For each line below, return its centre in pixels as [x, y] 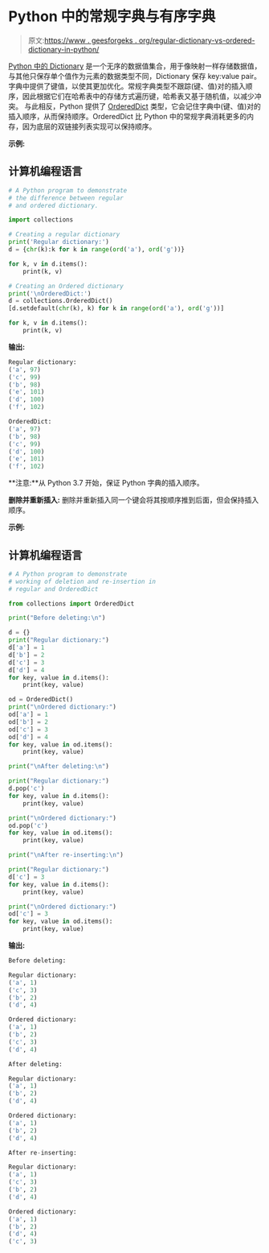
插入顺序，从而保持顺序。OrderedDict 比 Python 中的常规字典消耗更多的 [128, 116]
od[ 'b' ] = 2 [28, 722]
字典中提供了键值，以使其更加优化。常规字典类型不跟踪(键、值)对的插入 [127, 86]
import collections [41, 220]
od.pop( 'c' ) [28, 825]
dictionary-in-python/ [63, 49]
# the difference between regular [66, 198]
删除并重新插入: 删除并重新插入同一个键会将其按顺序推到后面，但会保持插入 [134, 500]
